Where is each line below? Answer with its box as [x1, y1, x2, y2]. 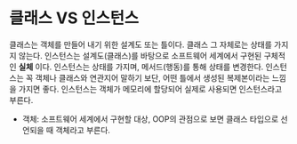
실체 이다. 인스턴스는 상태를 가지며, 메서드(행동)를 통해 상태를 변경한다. [18, 61, 264, 72]
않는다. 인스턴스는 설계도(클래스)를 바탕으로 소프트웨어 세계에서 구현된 [18, 50, 262, 60]
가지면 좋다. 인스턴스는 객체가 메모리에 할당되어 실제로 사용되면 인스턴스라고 [18, 84, 283, 94]
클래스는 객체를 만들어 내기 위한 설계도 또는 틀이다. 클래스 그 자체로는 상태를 [9, 39, 273, 50]
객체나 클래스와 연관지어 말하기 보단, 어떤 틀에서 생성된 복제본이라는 [35, 72, 270, 83]
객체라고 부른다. [55, 124, 111, 135]
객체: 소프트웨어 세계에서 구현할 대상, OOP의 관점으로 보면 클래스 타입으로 [21, 113, 279, 124]
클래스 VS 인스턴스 [9, 8, 140, 28]
